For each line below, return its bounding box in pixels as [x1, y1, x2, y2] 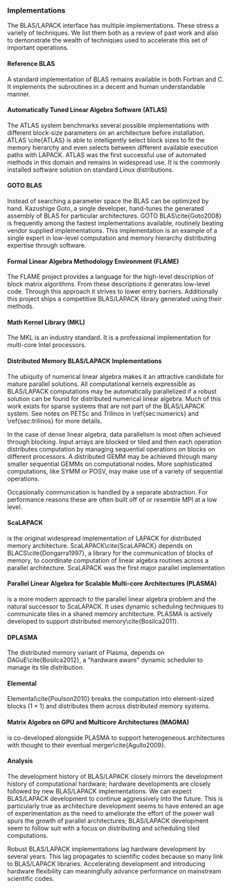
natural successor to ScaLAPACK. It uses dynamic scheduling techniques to [7, 602, 224, 611]
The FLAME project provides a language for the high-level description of [7, 273, 214, 281]
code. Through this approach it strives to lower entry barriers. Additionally [7, 287, 219, 296]
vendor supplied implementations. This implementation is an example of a [7, 226, 217, 234]
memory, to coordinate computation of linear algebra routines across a [7, 556, 209, 565]
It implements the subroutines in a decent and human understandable [7, 82, 206, 90]
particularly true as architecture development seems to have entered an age [7, 802, 224, 810]
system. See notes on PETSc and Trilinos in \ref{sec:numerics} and [7, 409, 199, 417]
